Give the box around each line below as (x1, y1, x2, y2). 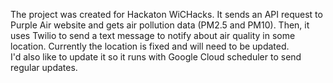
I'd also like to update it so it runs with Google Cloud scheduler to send (10, 51, 302, 63)
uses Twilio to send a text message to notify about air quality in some (10, 30, 296, 41)
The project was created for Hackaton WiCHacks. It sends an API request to (10, 9, 323, 20)
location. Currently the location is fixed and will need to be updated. (10, 40, 290, 52)
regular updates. (10, 62, 78, 73)
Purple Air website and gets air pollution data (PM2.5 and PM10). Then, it (10, 19, 310, 31)
